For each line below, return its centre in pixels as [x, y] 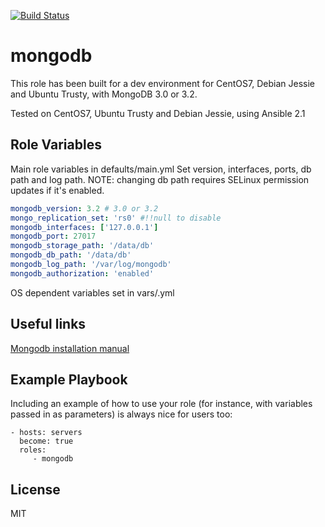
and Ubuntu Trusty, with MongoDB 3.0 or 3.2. [104, 94]
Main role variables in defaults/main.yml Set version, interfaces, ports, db [161, 169]
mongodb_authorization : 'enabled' [82, 273]
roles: [33, 450]
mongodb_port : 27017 [53, 236]
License [35, 489]
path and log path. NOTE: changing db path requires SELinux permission [160, 179]
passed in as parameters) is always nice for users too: [121, 414]
